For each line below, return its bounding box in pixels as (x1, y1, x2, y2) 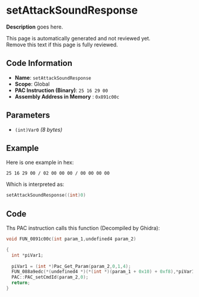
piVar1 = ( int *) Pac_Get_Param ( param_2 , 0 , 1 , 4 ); (11, 263, 131, 269)
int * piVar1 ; (11, 252, 44, 258)
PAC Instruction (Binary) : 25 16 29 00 (14, 87, 108, 94)
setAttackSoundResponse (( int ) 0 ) (6, 192, 86, 198)
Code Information (6, 58, 73, 68)
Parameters (6, 110, 50, 121)
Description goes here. (6, 23, 63, 30)
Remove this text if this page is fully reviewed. (6, 41, 118, 48)
